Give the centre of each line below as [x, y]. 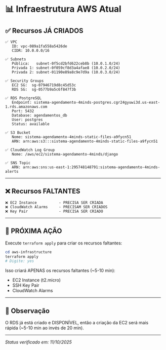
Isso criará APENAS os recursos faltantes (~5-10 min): [60, 271]
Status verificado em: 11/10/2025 [39, 342]
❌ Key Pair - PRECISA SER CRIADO [54, 211]
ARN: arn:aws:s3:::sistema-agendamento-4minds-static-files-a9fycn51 [85, 141]
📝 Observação [27, 311]
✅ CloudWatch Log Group [30, 150]
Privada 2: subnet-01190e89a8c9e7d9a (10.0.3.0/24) [66, 72]
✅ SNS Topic [18, 163]
